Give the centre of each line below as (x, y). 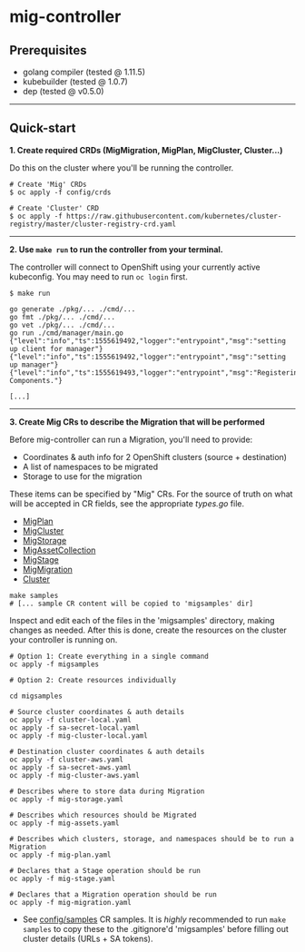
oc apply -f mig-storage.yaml (67, 799)
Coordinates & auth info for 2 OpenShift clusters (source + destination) (155, 456)
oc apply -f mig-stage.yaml (63, 878)
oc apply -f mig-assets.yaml (64, 823)
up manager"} (34, 365)
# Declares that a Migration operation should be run (113, 894)
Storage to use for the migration (82, 476)
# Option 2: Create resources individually (93, 680)
